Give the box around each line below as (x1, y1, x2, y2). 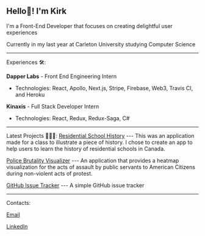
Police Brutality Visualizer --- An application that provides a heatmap (6, 157, 179, 164)
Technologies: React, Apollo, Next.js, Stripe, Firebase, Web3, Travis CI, (15, 84, 193, 91)
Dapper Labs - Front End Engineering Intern (6, 73, 117, 80)
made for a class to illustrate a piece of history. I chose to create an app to (6, 138, 193, 146)
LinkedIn (6, 223, 28, 230)
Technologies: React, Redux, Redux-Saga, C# (15, 114, 130, 122)
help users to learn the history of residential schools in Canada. (6, 145, 166, 152)
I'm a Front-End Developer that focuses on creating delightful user (6, 22, 173, 29)
